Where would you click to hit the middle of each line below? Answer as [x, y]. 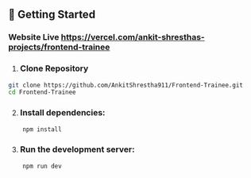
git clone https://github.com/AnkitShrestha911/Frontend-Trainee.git [126, 85]
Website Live [34, 37]
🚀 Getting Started [52, 15]
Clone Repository [54, 68]
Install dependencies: [62, 113]
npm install [42, 129]
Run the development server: [77, 149]
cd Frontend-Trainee [42, 92]
